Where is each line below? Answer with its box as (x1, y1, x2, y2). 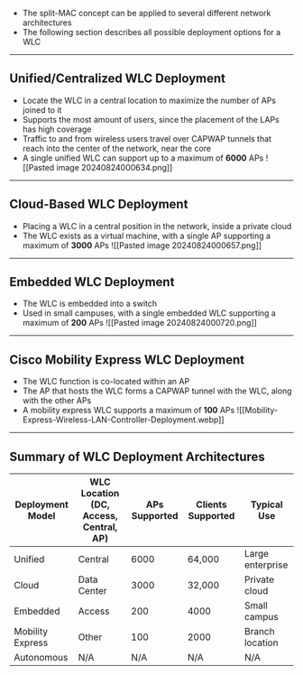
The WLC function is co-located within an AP (22, 376, 190, 387)
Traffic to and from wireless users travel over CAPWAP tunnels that (22, 133, 272, 143)
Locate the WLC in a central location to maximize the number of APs (22, 95, 277, 106)
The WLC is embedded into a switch (22, 298, 158, 310)
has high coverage (22, 124, 92, 134)
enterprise (243, 559, 289, 571)
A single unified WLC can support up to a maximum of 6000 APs (22, 153, 264, 163)
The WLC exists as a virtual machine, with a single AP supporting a (22, 230, 271, 241)
